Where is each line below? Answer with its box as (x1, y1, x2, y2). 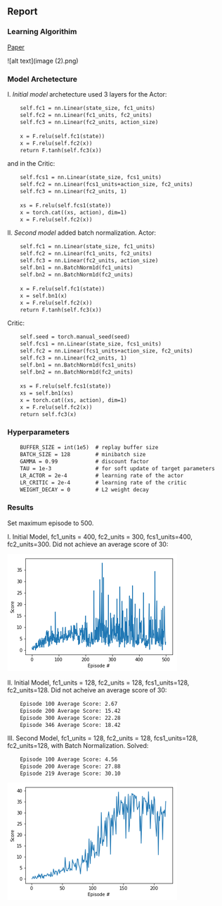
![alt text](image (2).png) (7, 56, 79, 65)
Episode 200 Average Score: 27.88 (20, 763, 121, 770)
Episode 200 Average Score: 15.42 (20, 707, 121, 714)
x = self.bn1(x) (20, 292, 68, 299)
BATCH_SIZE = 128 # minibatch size (20, 451, 146, 458)
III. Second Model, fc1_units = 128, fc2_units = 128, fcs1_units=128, (7, 733, 198, 742)
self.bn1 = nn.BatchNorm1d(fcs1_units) (20, 361, 137, 369)
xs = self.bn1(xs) (20, 389, 74, 397)
